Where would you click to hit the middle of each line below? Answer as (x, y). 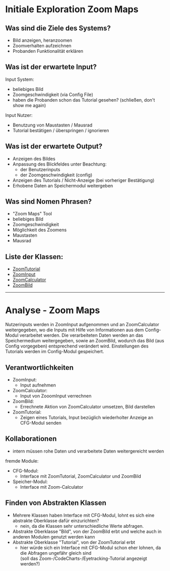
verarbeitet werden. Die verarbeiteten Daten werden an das (81, 335)
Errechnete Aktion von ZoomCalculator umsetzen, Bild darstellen (88, 407)
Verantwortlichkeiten (39, 368)
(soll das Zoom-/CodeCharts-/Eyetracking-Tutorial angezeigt (84, 558)
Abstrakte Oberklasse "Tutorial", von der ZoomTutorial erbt (74, 542)
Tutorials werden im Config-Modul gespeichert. (55, 352)
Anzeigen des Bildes (34, 158)
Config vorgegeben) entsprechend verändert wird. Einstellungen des (77, 346)
